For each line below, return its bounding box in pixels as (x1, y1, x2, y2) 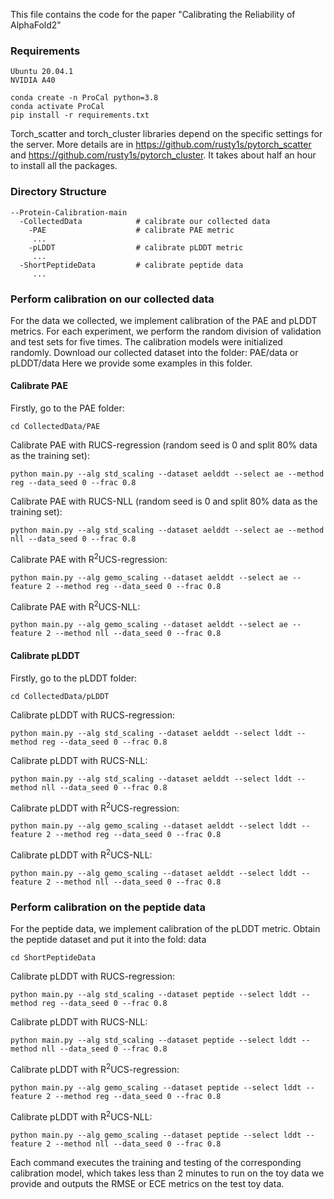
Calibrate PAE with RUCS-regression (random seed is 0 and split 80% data (10, 439, 318, 451)
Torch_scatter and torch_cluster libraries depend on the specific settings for (10, 128, 323, 140)
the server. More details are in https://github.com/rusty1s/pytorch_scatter (10, 139, 312, 151)
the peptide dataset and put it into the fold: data (10, 934, 207, 946)
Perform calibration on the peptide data (10, 900, 206, 914)
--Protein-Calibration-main (10, 207, 128, 218)
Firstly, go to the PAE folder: (10, 402, 125, 414)
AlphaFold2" (10, 19, 62, 31)
